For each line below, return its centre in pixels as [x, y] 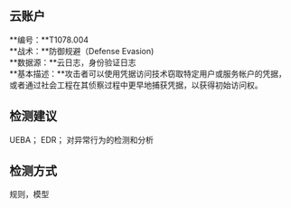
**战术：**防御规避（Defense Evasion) [82, 51]
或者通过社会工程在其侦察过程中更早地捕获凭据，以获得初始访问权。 [136, 85]
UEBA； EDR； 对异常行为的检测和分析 [82, 139]
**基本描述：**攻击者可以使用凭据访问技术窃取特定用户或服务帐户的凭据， [148, 73]
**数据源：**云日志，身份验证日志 [73, 62]
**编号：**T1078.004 [49, 40]
